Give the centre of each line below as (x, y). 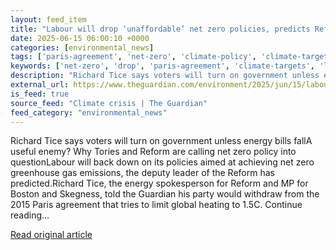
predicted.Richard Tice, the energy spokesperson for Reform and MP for (159, 183)
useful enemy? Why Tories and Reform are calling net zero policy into (153, 152)
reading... (30, 215)
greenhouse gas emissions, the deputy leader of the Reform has (142, 173)
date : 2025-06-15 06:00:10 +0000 (80, 38)
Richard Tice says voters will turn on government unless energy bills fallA (161, 141)
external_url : (40, 85)
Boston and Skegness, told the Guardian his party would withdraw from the (165, 194)
